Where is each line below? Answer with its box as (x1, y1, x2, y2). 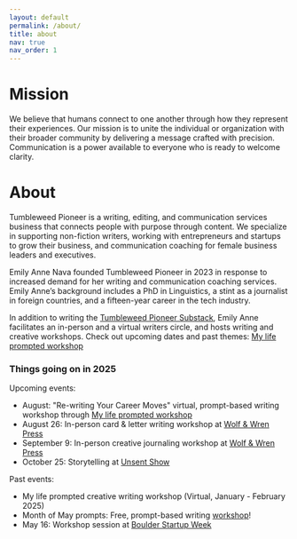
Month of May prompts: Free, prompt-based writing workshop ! (21, 510, 252, 520)
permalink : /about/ (9, 21, 82, 30)
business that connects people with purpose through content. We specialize (9, 221, 288, 232)
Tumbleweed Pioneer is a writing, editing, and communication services (9, 212, 268, 222)
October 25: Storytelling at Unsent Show (21, 456, 170, 467)
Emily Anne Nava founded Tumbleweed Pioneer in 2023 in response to (9, 267, 268, 277)
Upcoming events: (9, 383, 76, 393)
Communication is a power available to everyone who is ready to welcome (9, 142, 281, 153)
